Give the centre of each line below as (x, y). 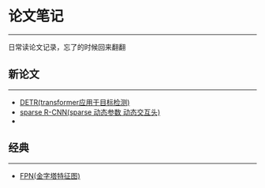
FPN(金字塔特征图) (50, 175)
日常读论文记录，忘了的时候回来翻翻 (67, 47)
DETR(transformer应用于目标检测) (75, 102)
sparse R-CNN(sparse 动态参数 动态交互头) (90, 112)
